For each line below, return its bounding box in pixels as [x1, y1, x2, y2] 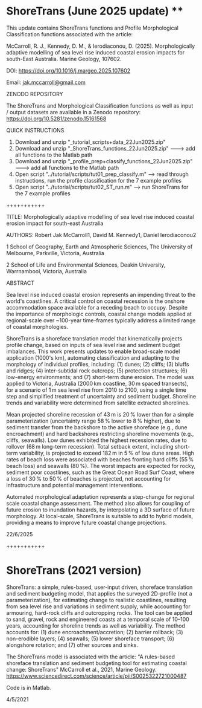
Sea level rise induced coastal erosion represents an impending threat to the [6, 291, 196, 298]
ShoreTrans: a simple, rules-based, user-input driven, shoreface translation [6, 583, 193, 591]
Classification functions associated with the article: [6, 30, 133, 37]
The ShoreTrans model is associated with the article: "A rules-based [6, 653, 175, 660]
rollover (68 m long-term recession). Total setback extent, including [6, 443, 174, 450]
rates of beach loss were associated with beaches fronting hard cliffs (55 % [6, 455, 194, 463]
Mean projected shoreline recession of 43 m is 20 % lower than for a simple [6, 411, 194, 418]
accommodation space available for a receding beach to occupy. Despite [6, 304, 188, 311]
